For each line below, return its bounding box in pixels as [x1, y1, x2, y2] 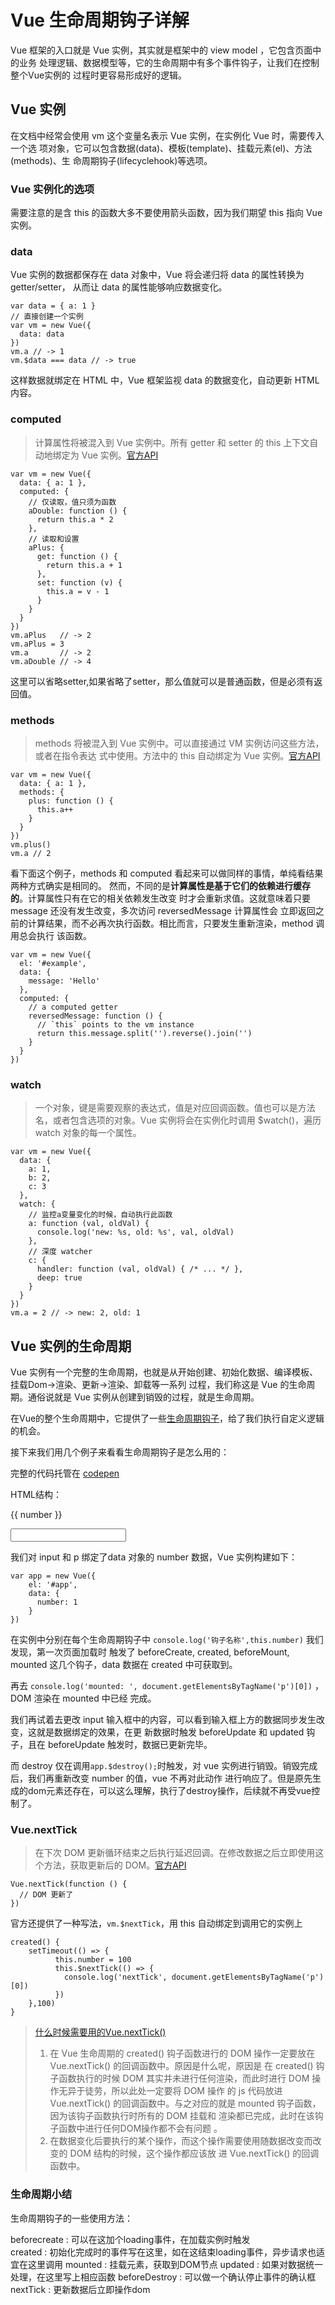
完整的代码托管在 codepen [10, 1467, 120, 1480]
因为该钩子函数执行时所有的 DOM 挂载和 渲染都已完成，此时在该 [49, 2110, 315, 2122]
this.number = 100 [54, 1955, 132, 1965]
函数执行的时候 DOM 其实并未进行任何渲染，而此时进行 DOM [58, 2072, 310, 2085]
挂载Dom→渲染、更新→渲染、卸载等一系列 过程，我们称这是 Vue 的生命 [10, 1379, 307, 1391]
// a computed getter [28, 1002, 118, 1012]
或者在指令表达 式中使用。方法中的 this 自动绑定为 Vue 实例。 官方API [34, 749, 321, 761]
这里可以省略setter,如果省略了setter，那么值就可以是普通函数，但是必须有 [10, 675, 315, 687]
